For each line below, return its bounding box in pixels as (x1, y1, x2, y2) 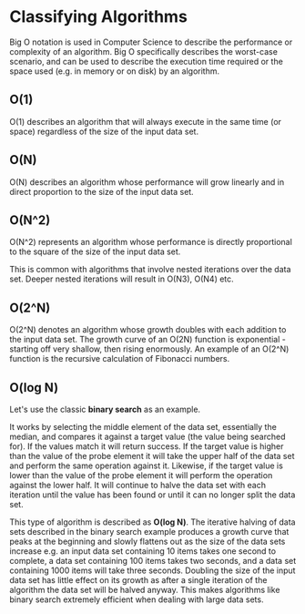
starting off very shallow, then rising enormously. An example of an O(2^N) (9, 343, 290, 354)
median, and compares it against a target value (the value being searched (9, 431, 286, 442)
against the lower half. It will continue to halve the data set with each (9, 480, 267, 490)
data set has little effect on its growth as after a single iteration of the (9, 575, 268, 585)
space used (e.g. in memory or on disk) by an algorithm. (9, 66, 220, 77)
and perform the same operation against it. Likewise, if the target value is (9, 460, 284, 471)
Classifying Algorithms (9, 6, 188, 27)
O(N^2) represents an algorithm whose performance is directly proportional (9, 237, 293, 248)
